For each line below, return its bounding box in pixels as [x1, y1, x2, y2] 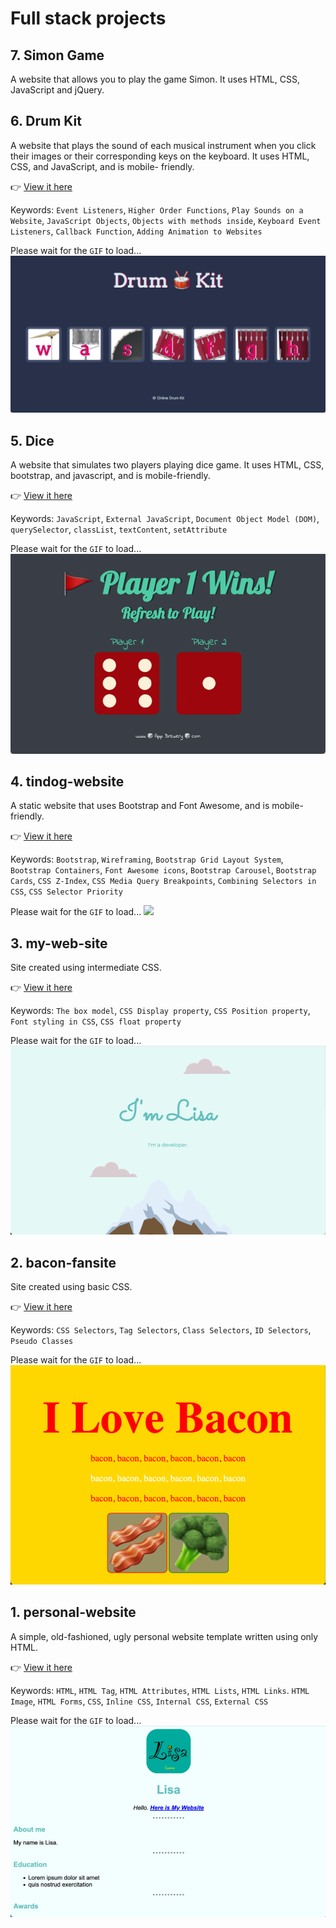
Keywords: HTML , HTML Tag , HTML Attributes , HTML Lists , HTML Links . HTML [10, 1684, 310, 1696]
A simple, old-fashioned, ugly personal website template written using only [10, 1630, 319, 1642]
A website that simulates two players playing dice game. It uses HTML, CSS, [10, 459, 325, 471]
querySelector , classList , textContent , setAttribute [10, 523, 228, 536]
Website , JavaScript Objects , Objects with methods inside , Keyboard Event [10, 214, 322, 226]
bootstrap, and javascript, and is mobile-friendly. [10, 470, 211, 482]
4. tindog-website [10, 773, 125, 790]
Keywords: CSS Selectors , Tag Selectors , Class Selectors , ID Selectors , [10, 1324, 312, 1336]
